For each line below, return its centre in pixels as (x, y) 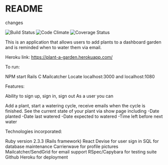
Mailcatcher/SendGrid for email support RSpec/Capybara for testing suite (81, 151)
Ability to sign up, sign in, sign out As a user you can (59, 96)
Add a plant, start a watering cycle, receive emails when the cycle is (75, 105)
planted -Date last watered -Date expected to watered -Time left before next (84, 116)
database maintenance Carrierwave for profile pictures (62, 146)
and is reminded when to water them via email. (53, 47)
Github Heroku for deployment (37, 157)
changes (14, 23)
